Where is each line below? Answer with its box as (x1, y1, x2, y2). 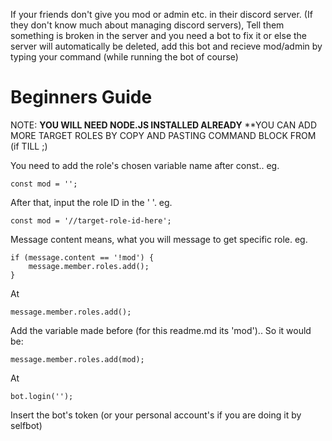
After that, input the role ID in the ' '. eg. (10, 196, 173, 208)
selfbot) (10, 419, 43, 431)
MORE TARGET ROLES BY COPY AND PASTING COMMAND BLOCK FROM (10, 129, 317, 141)
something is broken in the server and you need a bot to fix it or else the (10, 30, 308, 41)
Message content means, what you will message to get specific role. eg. (10, 233, 308, 245)
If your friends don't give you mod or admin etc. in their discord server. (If (10, 9, 313, 20)
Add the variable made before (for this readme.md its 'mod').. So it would (10, 324, 312, 336)
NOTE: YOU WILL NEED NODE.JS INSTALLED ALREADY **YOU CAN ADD (10, 119, 318, 131)
